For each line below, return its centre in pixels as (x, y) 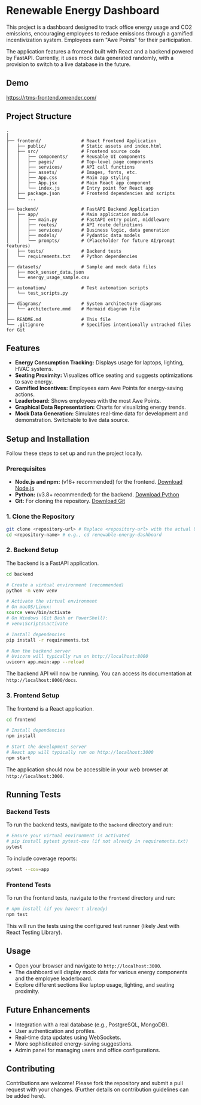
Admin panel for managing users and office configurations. (87, 1050)
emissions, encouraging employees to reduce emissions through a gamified (100, 33)
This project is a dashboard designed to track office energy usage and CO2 (99, 27)
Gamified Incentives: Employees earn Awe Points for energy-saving (99, 388)
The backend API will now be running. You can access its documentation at (99, 673)
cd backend (20, 574)
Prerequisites (26, 469)
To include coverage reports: (42, 858)
